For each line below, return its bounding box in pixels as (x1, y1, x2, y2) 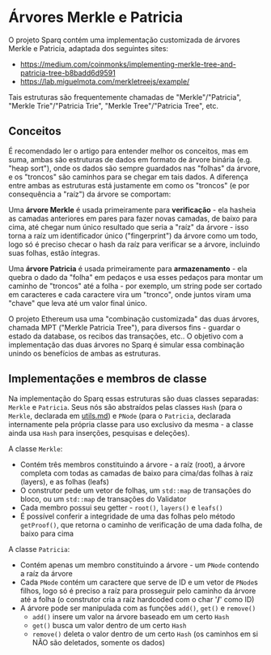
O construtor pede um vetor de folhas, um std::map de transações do (19, 485, 252, 495)
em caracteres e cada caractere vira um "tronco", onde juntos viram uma (8, 289, 252, 299)
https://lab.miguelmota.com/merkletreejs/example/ (19, 76, 190, 86)
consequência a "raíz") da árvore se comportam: (8, 189, 171, 199)
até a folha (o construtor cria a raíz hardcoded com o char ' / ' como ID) (19, 594, 255, 604)
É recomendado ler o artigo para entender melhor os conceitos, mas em (8, 146, 248, 156)
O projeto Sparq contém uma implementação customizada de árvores (8, 35, 240, 45)
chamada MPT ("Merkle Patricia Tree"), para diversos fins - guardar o (8, 322, 241, 332)
